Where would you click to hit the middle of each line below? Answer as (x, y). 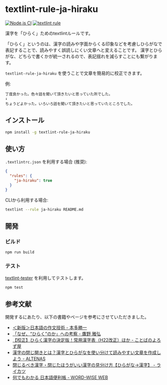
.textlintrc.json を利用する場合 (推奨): (46, 162)
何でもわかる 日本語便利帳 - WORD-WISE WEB (60, 378)
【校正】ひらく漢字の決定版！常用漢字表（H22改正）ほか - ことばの (82, 340)
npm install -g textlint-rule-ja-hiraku (48, 132)
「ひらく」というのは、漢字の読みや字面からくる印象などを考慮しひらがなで (84, 44)
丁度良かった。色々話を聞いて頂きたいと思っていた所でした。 (59, 94)
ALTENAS (36, 359)
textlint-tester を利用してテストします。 (46, 278)
